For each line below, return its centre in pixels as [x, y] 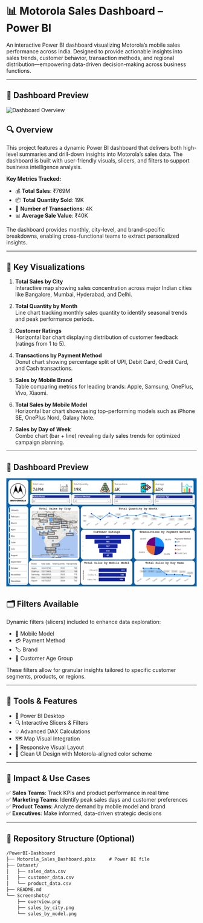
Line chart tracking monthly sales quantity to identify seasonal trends [101, 313]
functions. [19, 70]
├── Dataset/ [23, 865]
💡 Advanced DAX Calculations [53, 731]
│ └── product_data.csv [39, 884]
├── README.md [24, 890]
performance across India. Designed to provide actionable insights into [95, 51]
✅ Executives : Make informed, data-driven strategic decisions [84, 813]
